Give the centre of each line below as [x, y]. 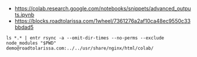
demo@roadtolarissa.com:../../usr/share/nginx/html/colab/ [80, 48]
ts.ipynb [24, 15]
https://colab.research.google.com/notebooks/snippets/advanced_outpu [103, 9]
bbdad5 [24, 27]
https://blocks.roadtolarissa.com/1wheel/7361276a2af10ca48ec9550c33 [103, 21]
